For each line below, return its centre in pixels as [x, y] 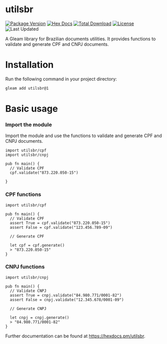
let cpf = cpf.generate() [37, 245]
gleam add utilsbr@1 [27, 88]
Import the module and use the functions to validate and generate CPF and [83, 136]
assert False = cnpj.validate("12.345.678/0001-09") [67, 300]
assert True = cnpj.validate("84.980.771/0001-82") [66, 295]
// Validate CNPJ [28, 291]
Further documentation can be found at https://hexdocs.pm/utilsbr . [75, 336]
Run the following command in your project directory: [61, 79]
